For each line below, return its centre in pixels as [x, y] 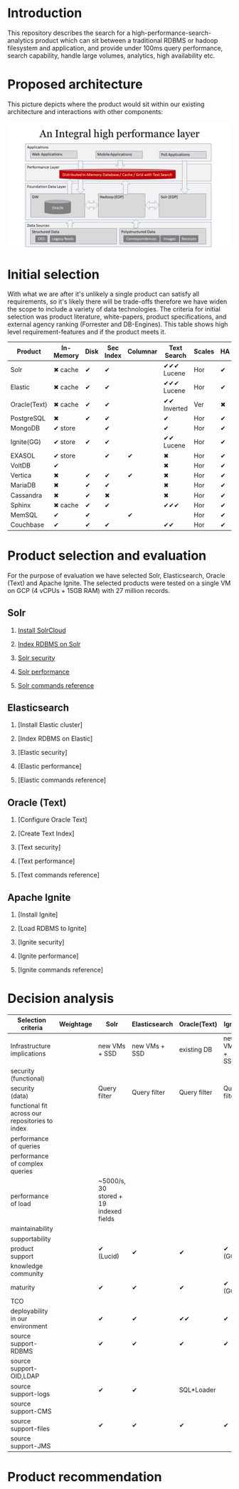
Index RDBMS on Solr [49, 644]
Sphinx [21, 505]
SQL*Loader [197, 1390]
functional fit [29, 1106]
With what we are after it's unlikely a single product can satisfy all [103, 294]
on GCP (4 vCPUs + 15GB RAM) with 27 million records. [89, 590]
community [27, 1274]
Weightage [76, 1024]
